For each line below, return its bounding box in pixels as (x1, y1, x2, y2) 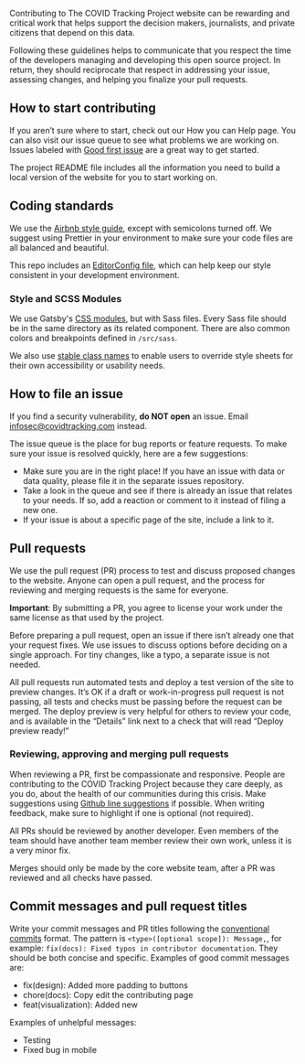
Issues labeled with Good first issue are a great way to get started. (9, 144, 259, 155)
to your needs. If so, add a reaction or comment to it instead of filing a (22, 494, 286, 506)
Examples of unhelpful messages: (9, 1016, 137, 1027)
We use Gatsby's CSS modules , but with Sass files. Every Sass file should (9, 313, 287, 324)
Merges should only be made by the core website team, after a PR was (9, 862, 276, 873)
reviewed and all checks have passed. (9, 872, 153, 883)
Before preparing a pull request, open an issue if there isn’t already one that (9, 629, 294, 640)
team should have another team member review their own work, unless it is (9, 834, 292, 845)
